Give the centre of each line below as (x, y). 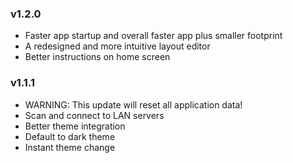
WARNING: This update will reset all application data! (133, 104)
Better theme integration (75, 126)
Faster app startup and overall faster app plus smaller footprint (153, 36)
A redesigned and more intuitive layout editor (117, 46)
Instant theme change (70, 147)
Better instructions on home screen (97, 57)
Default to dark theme (70, 136)
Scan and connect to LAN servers (94, 115)
